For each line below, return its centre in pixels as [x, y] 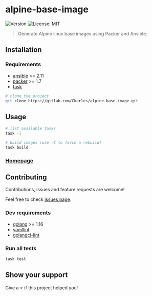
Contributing [26, 177]
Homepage [19, 160]
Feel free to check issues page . [38, 199]
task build [17, 147]
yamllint [21, 229]
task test [16, 259]
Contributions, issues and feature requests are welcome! [65, 190]
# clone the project [27, 96]
